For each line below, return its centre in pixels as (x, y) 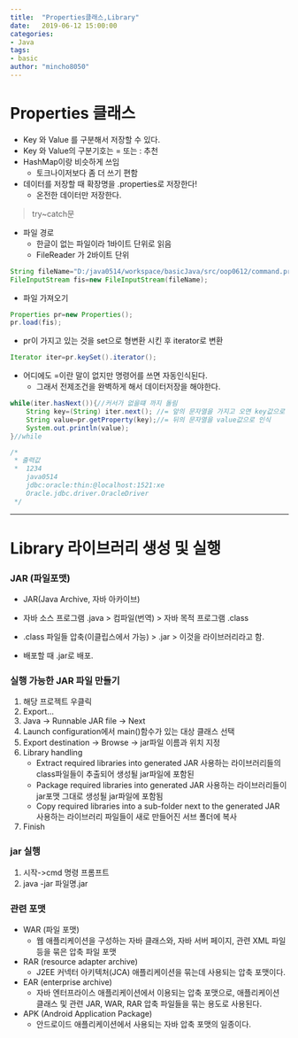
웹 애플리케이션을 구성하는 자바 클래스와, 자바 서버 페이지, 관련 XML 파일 (161, 941)
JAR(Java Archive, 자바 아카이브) (81, 600)
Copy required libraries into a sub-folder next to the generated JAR (158, 806)
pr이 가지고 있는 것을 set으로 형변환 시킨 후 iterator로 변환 (123, 341)
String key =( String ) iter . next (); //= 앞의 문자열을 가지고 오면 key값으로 (156, 412)
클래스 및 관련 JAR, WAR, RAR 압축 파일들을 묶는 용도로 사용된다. (149, 1004)
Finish (34, 827)
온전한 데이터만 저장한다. (79, 195)
